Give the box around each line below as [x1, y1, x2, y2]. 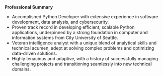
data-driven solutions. [11, 50, 58, 56]
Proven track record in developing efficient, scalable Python [11, 24, 135, 30]
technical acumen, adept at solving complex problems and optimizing [11, 45, 155, 51]
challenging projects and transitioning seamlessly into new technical [11, 61, 152, 67]
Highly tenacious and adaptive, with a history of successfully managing [11, 56, 159, 61]
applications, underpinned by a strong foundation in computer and [11, 30, 148, 35]
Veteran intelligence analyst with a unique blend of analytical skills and [11, 40, 157, 46]
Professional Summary [4, 4, 53, 10]
